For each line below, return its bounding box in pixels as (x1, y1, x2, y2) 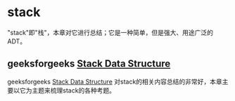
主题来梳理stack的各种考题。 (31, 86, 116, 95)
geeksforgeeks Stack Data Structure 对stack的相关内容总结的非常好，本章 (7, 77, 223, 86)
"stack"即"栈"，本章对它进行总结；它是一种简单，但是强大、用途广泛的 (7, 28, 213, 36)
